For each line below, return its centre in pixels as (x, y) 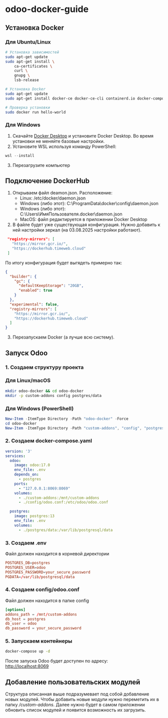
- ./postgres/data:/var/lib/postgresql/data (65, 530)
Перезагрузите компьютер (41, 165)
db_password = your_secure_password (43, 628)
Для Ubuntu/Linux (28, 42)
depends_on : (26, 474)
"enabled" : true (35, 290)
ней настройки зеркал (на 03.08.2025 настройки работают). (77, 230)
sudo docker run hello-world (35, 112)
